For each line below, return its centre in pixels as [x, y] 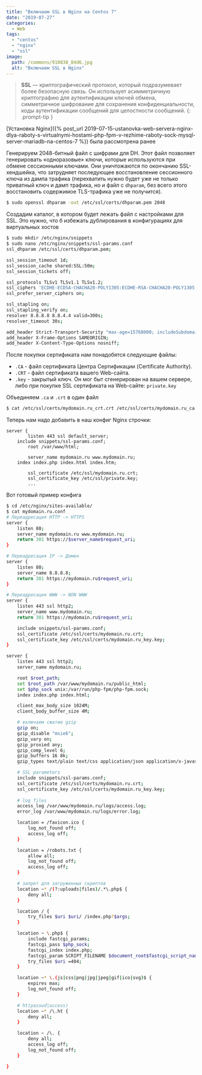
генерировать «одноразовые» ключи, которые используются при [91, 160]
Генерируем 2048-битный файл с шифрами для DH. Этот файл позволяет [101, 153]
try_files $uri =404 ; [55, 961]
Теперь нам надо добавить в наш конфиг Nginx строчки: [79, 420]
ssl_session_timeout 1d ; [37, 260]
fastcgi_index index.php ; [60, 950]
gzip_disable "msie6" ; [45, 733]
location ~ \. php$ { [43, 933]
